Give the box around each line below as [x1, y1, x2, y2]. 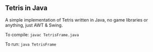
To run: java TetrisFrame [5, 41, 56, 47]
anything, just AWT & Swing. [5, 22, 63, 28]
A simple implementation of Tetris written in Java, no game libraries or [5, 17, 148, 23]
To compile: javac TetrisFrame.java [5, 31, 79, 37]
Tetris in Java [5, 4, 48, 12]
